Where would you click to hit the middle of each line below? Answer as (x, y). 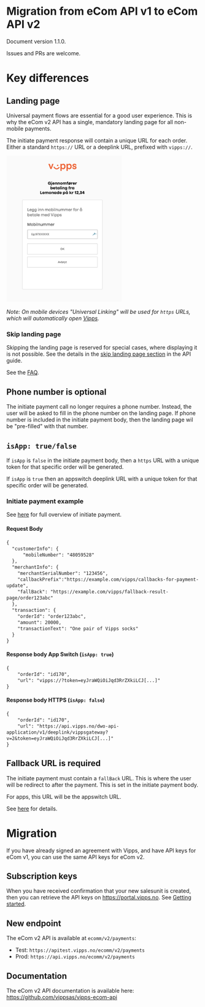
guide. (14, 361)
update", (17, 586)
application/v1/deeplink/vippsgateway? (57, 732)
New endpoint (34, 923)
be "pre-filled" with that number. (47, 426)
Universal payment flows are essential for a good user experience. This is (99, 116)
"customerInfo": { (36, 549)
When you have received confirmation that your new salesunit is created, (99, 891)
